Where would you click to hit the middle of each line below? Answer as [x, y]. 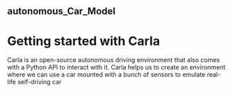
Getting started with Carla [83, 41]
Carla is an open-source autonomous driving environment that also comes [114, 60]
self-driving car [39, 82]
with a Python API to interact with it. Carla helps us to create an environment [116, 68]
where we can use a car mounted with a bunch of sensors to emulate [106, 74]
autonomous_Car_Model [62, 11]
